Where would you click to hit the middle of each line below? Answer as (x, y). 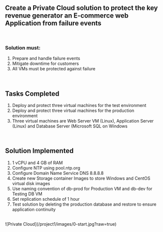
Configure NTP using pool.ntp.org (46, 168)
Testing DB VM (27, 194)
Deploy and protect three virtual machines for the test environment (79, 105)
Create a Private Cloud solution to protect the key (81, 8)
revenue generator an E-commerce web (67, 16)
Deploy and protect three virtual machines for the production (73, 110)
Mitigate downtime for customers (45, 63)
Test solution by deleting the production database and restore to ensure (84, 204)
